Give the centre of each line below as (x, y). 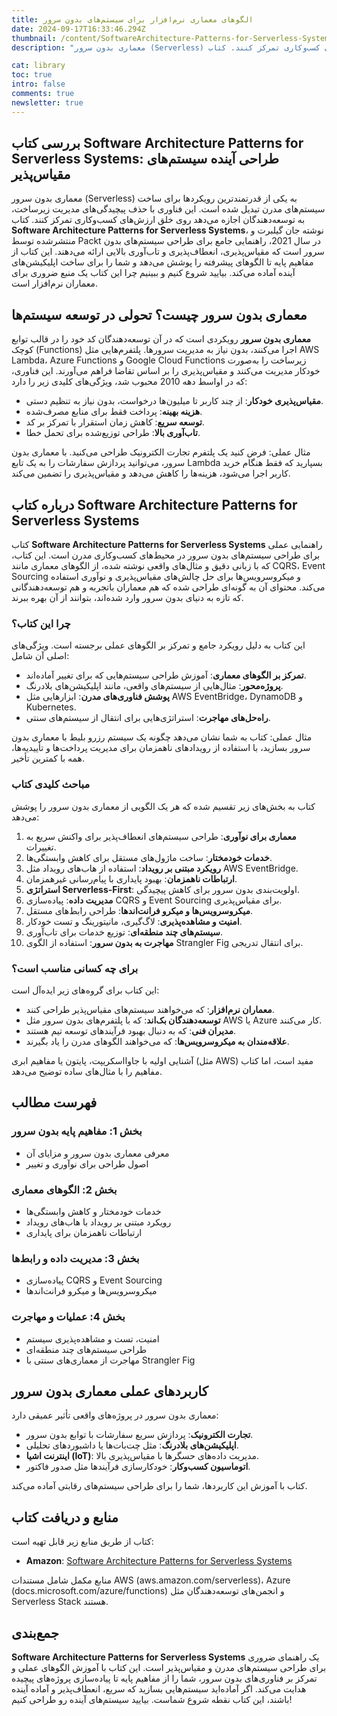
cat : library (38, 66)
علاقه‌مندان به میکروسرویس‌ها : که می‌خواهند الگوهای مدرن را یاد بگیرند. (157, 1041)
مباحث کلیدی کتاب (51, 784)
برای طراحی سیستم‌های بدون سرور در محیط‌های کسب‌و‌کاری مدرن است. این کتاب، (166, 555)
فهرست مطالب (54, 1102)
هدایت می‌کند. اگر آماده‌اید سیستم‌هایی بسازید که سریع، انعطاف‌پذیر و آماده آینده (159, 1688)
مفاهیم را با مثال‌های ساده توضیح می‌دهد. (87, 1071)
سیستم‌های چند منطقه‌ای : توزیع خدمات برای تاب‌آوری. (124, 932)
